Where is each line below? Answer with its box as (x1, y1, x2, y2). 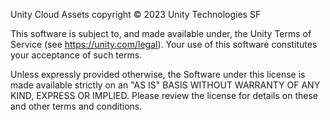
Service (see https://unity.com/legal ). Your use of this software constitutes (10, 39, 318, 50)
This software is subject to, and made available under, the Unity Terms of (10, 28, 312, 39)
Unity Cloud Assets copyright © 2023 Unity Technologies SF (10, 9, 262, 20)
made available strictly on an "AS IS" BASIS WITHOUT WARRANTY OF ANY (10, 79, 321, 91)
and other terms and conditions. (10, 100, 143, 112)
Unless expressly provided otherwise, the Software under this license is (10, 69, 306, 80)
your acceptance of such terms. (10, 49, 143, 61)
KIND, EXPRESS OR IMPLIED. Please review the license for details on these (10, 90, 318, 101)
